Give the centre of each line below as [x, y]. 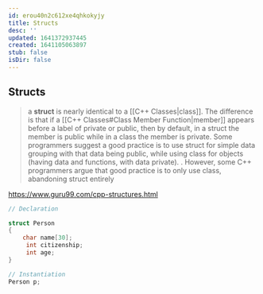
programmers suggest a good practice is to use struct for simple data [141, 145]
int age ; [41, 253]
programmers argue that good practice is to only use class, [124, 170]
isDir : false [30, 60]
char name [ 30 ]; [48, 238]
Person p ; [25, 282]
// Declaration [33, 209]
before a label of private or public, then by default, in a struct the [133, 128]
